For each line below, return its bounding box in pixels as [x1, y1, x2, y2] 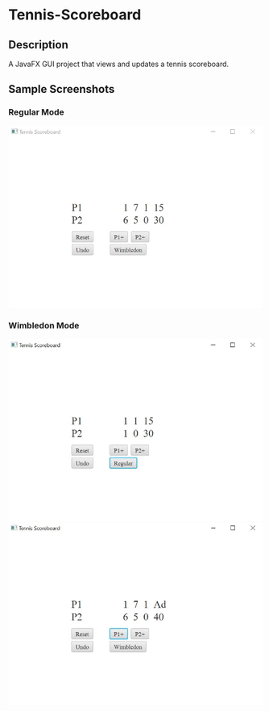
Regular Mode [8, 107, 64, 118]
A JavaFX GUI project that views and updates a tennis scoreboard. [8, 59, 230, 69]
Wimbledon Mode [8, 320, 80, 332]
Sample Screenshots [8, 82, 115, 96]
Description [8, 38, 68, 52]
